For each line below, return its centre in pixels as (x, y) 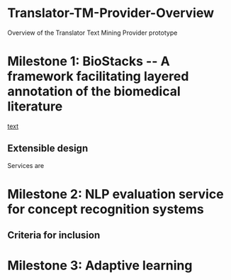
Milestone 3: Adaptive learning (100, 265)
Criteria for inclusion (54, 235)
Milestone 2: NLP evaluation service (116, 194)
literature (35, 107)
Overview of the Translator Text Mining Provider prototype (92, 33)
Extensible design (48, 149)
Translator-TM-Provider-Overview (111, 13)
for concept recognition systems (106, 209)
